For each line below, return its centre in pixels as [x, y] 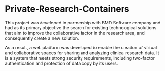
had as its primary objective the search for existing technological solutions [81, 27]
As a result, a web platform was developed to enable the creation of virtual [81, 47]
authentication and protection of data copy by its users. [62, 63]
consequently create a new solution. [42, 38]
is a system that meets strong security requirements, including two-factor [80, 58]
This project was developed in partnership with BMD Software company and [83, 23]
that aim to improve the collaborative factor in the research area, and [75, 33]
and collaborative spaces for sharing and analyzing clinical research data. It [82, 53]
